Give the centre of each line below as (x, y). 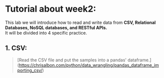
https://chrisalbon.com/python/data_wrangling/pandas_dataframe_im (89, 65)
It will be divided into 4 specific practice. (46, 33)
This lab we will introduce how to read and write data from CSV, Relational (81, 22)
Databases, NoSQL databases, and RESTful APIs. (56, 27)
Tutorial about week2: (51, 9)
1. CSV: (16, 48)
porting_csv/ (30, 70)
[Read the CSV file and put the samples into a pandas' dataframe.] (84, 60)
